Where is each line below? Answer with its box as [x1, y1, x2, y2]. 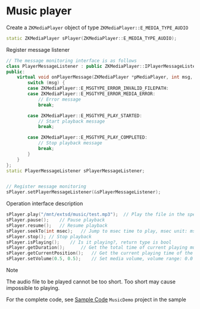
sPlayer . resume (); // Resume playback [6, 222, 108, 229]
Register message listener [6, 46, 70, 53]
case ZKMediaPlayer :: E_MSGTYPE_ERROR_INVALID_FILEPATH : [27, 85, 169, 92]
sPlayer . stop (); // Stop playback [6, 233, 92, 239]
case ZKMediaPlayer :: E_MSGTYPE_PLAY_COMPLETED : [27, 135, 148, 141]
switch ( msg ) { [27, 80, 65, 86]
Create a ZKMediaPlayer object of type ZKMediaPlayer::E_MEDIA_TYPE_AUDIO [6, 24, 189, 31]
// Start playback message [37, 118, 105, 124]
